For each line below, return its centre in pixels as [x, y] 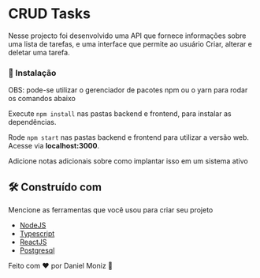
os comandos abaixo [42, 99]
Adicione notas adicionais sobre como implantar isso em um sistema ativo [128, 161]
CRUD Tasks [49, 14]
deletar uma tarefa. [39, 52]
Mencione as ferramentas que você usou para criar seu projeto [111, 210]
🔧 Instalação [32, 73]
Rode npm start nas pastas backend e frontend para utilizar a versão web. [129, 137]
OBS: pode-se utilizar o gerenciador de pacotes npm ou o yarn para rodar [128, 90]
